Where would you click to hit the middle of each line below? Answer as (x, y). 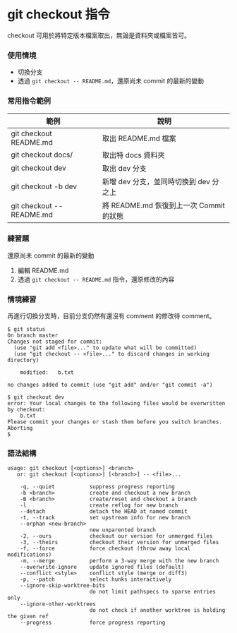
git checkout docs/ (42, 155)
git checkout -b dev (44, 186)
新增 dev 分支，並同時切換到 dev (156, 181)
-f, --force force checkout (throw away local (105, 549)
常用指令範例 (29, 101)
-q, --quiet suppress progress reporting (97, 487)
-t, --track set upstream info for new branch (105, 518)
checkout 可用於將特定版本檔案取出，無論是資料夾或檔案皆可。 (99, 35)
